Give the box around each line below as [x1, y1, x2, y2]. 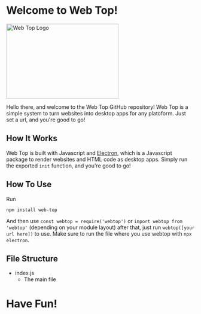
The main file [23, 276, 56, 283]
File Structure [6, 254, 58, 264]
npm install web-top [6, 207, 58, 213]
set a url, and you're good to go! [6, 116, 86, 123]
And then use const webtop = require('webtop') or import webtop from [6, 217, 182, 224]
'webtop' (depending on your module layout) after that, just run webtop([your [6, 224, 195, 231]
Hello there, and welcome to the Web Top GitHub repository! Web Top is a [6, 103, 188, 111]
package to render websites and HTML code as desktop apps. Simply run [6, 156, 188, 163]
